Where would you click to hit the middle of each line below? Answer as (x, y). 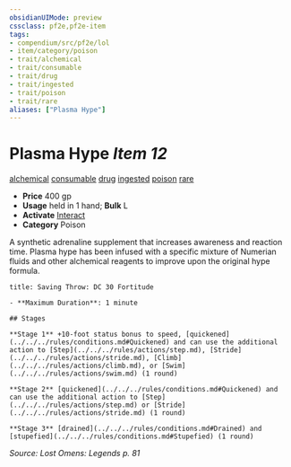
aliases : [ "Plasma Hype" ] (57, 110)
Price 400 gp (47, 196)
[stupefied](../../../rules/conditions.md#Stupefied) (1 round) (132, 436)
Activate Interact (54, 216)
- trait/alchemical (46, 59)
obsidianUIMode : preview (56, 18)
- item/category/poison (54, 51)
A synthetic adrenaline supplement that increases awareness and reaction (146, 242)
